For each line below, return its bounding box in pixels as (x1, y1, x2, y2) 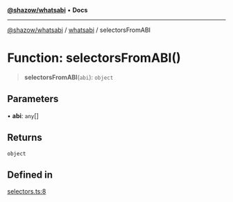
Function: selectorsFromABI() (7, 50, 182, 66)
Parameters (7, 93, 59, 105)
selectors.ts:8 (7, 187, 46, 196)
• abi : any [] (7, 111, 40, 120)
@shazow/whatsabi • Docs (7, 6, 88, 14)
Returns (7, 132, 43, 144)
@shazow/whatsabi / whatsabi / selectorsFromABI (7, 26, 151, 34)
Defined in (7, 169, 53, 180)
